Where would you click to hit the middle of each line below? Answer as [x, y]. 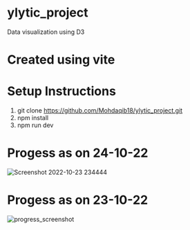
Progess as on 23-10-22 [78, 200]
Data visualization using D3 [46, 32]
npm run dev [35, 125]
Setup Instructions [61, 92]
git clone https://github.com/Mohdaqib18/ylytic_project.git [100, 111]
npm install [33, 118]
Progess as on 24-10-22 [78, 153]
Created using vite [61, 60]
